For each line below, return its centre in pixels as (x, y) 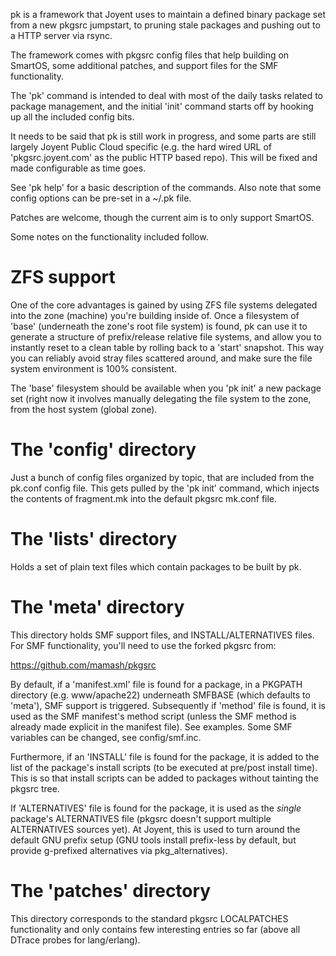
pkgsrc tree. (35, 788)
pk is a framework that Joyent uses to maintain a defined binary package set (168, 14)
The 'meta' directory (97, 607)
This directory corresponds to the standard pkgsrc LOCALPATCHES (149, 918)
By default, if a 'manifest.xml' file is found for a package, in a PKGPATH (156, 684)
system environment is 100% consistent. (93, 368)
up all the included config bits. (72, 117)
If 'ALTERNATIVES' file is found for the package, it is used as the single (156, 808)
